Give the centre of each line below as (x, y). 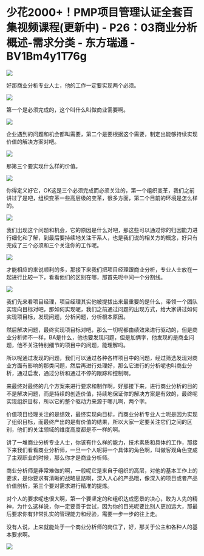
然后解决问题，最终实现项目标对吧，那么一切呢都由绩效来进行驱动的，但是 (99, 329)
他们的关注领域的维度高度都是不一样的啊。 (70, 429)
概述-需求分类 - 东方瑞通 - (71, 43)
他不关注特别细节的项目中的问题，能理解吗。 (73, 345)
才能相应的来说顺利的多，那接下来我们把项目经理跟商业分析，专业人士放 (97, 269)
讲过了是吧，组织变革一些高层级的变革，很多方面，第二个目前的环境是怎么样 (102, 198)
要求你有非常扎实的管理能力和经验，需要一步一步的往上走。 (86, 514)
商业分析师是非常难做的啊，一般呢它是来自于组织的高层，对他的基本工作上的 (102, 470)
